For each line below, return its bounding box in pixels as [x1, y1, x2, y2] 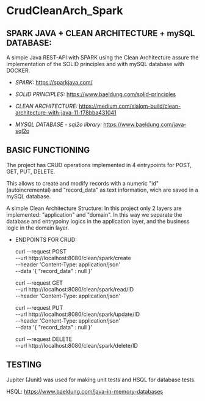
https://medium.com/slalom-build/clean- [79, 102, 181, 110]
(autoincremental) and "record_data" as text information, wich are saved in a [6, 186, 198, 193]
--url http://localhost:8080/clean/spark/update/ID [15, 310, 140, 318]
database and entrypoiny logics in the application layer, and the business [6, 217, 190, 225]
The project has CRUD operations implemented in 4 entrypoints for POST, [6, 161, 192, 168]
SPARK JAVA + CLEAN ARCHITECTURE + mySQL [6, 28, 195, 39]
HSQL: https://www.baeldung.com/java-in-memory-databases [6, 388, 164, 395]
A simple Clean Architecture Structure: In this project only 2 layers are [6, 204, 182, 212]
